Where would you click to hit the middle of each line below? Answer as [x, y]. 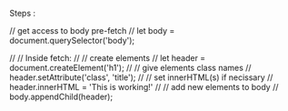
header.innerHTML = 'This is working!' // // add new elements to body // [144, 87]
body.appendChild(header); [61, 96]
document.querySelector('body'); [72, 40]
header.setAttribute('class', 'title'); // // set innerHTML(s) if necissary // [141, 77]
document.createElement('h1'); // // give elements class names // [130, 68]
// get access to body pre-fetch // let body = [92, 30]
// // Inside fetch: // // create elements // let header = [108, 58]
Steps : [23, 13]
